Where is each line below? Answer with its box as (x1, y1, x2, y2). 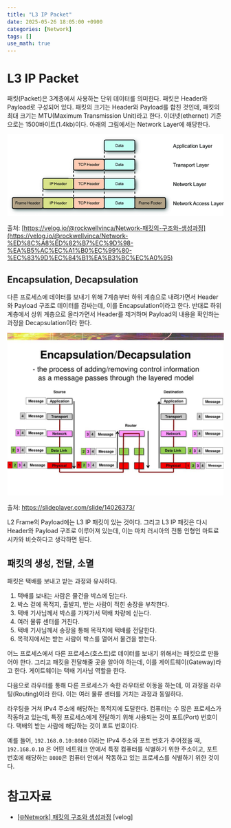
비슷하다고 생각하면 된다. (25, 535, 92, 544)
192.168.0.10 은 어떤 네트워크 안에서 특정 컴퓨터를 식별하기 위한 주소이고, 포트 (7, 745, 218, 754)
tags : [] (7, 33, 32, 40)
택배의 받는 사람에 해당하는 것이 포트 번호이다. (16, 722, 140, 730)
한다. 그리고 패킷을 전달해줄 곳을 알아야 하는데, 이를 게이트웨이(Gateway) (19, 658, 216, 666)
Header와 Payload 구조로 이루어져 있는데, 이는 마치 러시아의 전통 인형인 (7, 527, 201, 535)
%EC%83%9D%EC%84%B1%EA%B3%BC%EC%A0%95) (7, 253, 173, 262)
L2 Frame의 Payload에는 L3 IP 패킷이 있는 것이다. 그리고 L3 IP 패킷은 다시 (7, 518, 208, 526)
